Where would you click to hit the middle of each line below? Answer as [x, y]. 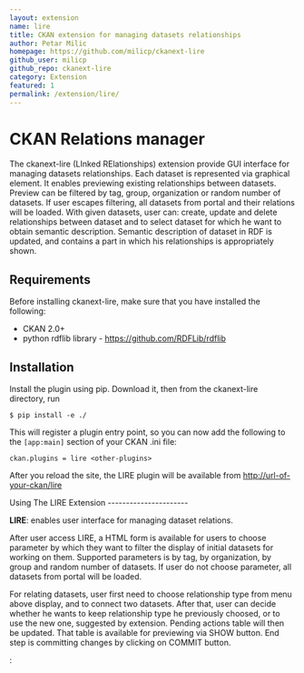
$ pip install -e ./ [49, 416]
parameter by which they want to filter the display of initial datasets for [142, 547]
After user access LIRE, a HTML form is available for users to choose [138, 538]
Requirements [50, 280]
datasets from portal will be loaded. [76, 577]
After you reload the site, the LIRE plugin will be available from [125, 476]
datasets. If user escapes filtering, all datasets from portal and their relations [152, 203]
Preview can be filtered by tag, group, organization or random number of [145, 193]
